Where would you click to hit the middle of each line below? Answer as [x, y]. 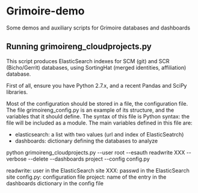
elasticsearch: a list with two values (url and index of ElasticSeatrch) [99, 134]
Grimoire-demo [45, 11]
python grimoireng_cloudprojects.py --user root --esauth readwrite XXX [96, 152]
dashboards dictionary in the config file [55, 183]
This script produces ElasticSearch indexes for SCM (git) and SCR [88, 61]
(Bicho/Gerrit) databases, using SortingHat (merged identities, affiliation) [96, 67]
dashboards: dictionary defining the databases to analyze [86, 141]
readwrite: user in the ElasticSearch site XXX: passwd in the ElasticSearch [98, 170]
